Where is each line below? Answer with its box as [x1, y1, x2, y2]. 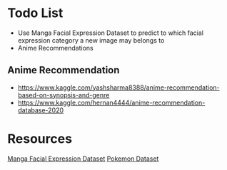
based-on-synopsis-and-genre [17, 90, 110, 99]
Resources [7, 130, 73, 147]
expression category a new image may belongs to [17, 36, 165, 44]
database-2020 [17, 105, 64, 115]
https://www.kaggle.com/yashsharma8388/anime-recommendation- [17, 83, 220, 92]
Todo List [7, 5, 64, 21]
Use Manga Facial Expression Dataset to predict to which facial [17, 28, 203, 37]
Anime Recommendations [17, 43, 94, 52]
